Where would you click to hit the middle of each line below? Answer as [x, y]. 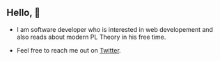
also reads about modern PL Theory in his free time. [91, 37]
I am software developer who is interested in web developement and [115, 29]
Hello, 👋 [24, 13]
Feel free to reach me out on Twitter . [69, 50]
